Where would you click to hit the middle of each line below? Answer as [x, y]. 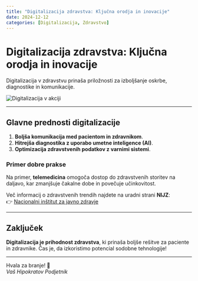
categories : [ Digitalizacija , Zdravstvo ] [58, 22]
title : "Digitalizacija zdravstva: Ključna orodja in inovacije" [88, 12]
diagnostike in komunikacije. [40, 87]
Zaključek [24, 228]
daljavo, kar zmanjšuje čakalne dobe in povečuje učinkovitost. [81, 184]
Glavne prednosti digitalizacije [63, 122]
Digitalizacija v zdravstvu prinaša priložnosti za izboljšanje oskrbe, [87, 81]
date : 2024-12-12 [27, 17]
